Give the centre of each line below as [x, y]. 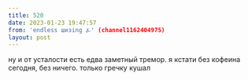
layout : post [30, 37]
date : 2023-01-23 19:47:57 [52, 23]
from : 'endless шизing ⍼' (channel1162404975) [87, 30]
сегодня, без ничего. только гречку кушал [80, 68]
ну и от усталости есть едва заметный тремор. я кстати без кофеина [124, 60]
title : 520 [26, 15]
